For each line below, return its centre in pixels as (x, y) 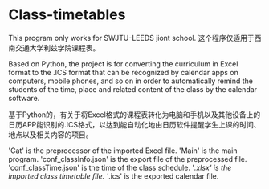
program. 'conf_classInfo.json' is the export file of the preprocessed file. (128, 159)
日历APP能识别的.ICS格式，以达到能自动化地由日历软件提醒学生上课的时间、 (134, 124)
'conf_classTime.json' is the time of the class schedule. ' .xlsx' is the (120, 167)
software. (24, 98)
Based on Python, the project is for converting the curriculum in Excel (123, 64)
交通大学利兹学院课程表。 (57, 48)
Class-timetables (67, 15)
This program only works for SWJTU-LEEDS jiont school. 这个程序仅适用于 (131, 38)
